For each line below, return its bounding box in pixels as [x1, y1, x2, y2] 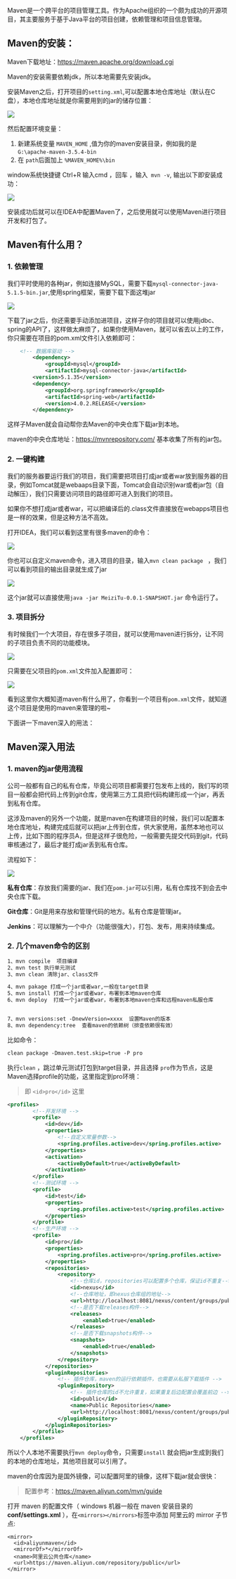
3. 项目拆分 [7, 612, 45, 622]
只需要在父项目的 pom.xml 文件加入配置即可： [7, 666, 135, 675]
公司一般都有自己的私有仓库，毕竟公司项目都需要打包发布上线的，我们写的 [7, 781, 223, 789]
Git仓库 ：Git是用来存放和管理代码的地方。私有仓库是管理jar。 [7, 907, 185, 915]
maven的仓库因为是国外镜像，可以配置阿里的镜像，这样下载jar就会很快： [7, 1472, 219, 1480]
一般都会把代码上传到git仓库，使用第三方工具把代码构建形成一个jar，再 [13, 790, 219, 799]
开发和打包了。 [7, 216, 51, 224]
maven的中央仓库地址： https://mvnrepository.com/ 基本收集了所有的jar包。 [7, 435, 226, 443]
